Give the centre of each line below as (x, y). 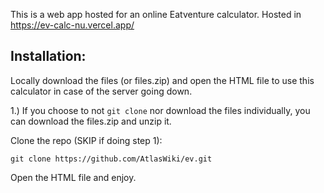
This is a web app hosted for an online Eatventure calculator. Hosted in (156, 14)
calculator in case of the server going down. (101, 91)
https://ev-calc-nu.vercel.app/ (72, 25)
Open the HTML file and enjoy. (73, 177)
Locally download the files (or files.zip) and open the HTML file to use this (162, 80)
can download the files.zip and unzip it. (91, 121)
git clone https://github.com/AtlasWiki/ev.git (111, 159)
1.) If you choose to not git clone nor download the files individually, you (160, 110)
